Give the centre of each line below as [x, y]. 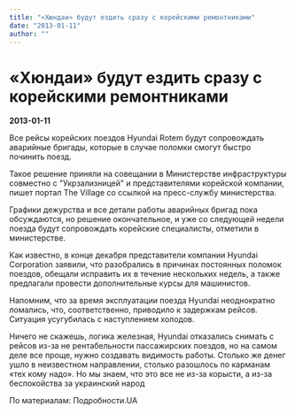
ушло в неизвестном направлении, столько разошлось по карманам [140, 364]
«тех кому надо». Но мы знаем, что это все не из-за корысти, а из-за [141, 374]
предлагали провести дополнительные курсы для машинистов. [130, 283]
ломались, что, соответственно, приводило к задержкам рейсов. [134, 310]
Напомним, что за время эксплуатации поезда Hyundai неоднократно [143, 301]
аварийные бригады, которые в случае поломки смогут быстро [130, 148]
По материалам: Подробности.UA [74, 401]
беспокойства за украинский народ [77, 383]
